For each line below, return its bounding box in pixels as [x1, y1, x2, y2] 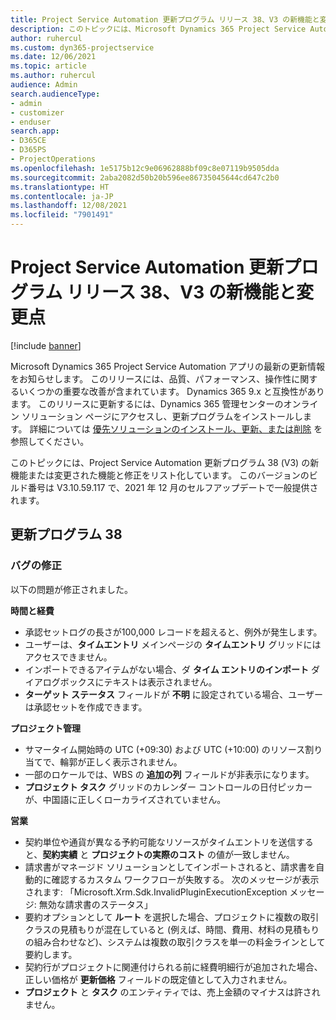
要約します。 [24, 948, 78, 960]
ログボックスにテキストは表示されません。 [42, 676, 218, 688]
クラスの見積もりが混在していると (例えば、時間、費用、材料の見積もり [24, 923, 320, 935]
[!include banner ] [10, 339, 82, 351]
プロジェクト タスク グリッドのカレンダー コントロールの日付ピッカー [24, 781, 313, 793]
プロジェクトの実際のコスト [91, 848, 206, 860]
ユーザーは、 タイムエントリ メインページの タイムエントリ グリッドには [24, 638, 322, 650]
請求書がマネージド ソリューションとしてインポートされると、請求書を [24, 861, 317, 873]
